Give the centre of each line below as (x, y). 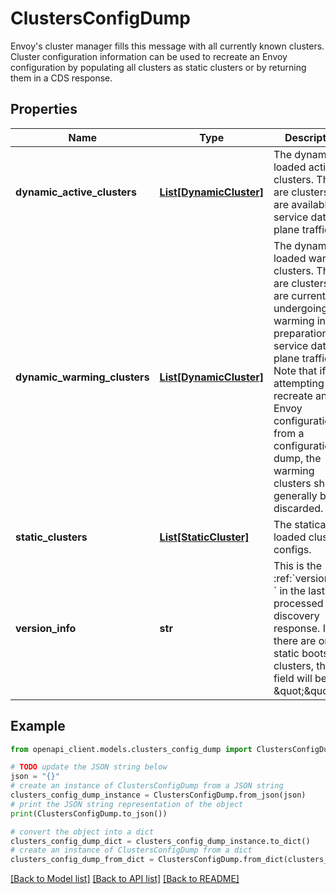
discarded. (298, 508)
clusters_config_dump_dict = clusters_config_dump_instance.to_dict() (160, 841)
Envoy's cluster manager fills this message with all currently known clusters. (167, 46)
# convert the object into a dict (82, 832)
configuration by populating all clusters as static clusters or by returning (158, 67)
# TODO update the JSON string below (89, 767)
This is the (297, 565)
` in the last (299, 590)
